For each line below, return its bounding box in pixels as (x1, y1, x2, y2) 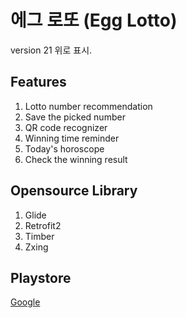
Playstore (10, 269, 72, 286)
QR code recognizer (24, 121, 108, 133)
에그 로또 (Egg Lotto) (10, 9, 178, 32)
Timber (24, 230, 55, 242)
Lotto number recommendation (24, 100, 153, 112)
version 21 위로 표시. (10, 44, 93, 56)
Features (10, 74, 67, 91)
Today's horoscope (24, 142, 105, 155)
